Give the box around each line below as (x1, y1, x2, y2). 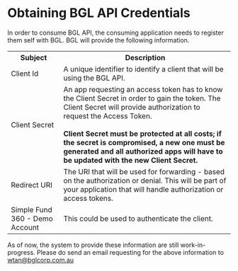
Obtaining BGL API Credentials (7, 5, 191, 21)
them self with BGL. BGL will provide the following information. (7, 35, 190, 44)
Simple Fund (11, 204, 53, 214)
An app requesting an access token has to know (63, 84, 223, 94)
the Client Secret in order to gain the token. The (63, 93, 221, 103)
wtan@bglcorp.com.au (7, 255, 74, 264)
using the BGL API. (63, 73, 125, 83)
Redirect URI (11, 180, 53, 190)
